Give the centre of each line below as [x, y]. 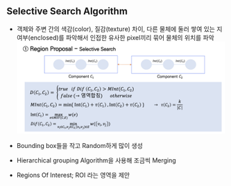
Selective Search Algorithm [67, 11]
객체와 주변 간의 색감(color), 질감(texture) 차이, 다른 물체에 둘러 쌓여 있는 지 [119, 29]
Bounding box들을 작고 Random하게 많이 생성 [79, 145]
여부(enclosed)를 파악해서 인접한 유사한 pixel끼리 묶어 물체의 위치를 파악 [115, 37]
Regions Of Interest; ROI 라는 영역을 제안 [73, 175]
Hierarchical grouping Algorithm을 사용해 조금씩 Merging [96, 160]
